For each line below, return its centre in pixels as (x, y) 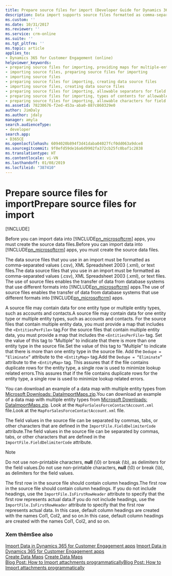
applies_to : (18, 53)
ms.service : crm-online (31, 34)
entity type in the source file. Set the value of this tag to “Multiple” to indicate (86, 346)
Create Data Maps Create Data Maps (44, 556)
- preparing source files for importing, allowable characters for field (86, 101)
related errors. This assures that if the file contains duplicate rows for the (81, 373)
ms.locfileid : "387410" (31, 167)
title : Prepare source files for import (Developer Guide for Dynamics (83, 10)
